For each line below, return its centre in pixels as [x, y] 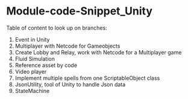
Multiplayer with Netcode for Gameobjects [67, 46]
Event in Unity [32, 39]
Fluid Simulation [35, 59]
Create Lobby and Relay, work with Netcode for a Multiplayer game [98, 52]
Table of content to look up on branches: [57, 28]
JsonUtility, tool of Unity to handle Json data [70, 84]
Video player [31, 71]
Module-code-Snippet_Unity [79, 11]
